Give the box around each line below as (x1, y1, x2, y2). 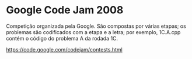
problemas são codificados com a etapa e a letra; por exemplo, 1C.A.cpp (6, 28, 181, 35)
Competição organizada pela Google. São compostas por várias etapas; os (6, 23, 187, 30)
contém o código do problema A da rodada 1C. (6, 35, 118, 42)
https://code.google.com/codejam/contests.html (6, 46, 123, 53)
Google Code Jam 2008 (6, 3, 124, 17)
